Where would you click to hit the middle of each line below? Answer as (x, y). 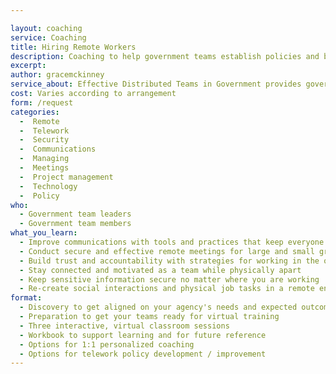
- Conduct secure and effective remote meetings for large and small (167, 251)
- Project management (66, 177)
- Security (44, 140)
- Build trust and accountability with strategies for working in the (169, 261)
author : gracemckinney (57, 75)
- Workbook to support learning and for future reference (143, 335)
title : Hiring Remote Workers (73, 47)
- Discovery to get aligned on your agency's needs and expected (158, 307)
